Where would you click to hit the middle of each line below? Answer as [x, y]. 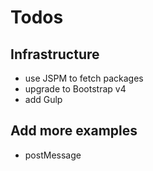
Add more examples [74, 131]
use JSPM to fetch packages [84, 78]
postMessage [53, 155]
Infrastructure [55, 54]
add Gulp [43, 99]
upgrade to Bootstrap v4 [75, 89]
